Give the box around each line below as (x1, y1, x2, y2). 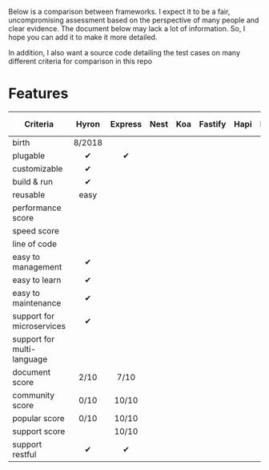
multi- (12, 343, 37, 355)
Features (8, 84, 69, 103)
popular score (12, 412, 66, 423)
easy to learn (12, 274, 62, 286)
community (12, 389, 55, 400)
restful (12, 448, 37, 460)
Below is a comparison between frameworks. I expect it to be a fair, (8, 7, 231, 16)
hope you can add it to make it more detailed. (8, 32, 158, 42)
